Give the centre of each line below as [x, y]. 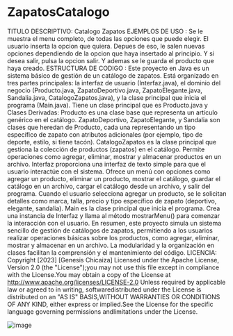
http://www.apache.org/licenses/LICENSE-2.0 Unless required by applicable [116, 282]
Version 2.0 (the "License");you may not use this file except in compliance [113, 267]
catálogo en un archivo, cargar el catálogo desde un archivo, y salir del [109, 186]
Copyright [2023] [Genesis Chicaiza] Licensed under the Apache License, [113, 260]
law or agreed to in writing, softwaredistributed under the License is [104, 289]
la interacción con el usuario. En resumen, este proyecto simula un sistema [114, 223]
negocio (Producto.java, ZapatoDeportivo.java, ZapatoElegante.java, [105, 90]
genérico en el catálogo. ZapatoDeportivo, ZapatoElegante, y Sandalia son [114, 119]
